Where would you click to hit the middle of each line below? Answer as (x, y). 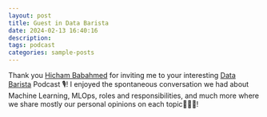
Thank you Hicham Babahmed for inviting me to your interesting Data (122, 75)
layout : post (30, 16)
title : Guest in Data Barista (59, 23)
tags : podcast (32, 45)
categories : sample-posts (51, 53)
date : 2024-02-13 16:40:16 (53, 30)
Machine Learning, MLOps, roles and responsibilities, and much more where (134, 96)
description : (30, 38)
